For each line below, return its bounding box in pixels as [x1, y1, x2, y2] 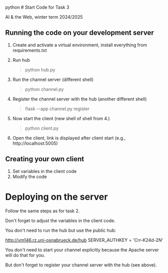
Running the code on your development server [5, 29, 154, 37]
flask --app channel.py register [25, 106, 90, 112]
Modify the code [12, 173, 47, 179]
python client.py [25, 125, 59, 131]
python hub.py [25, 66, 55, 72]
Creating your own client [5, 155, 85, 163]
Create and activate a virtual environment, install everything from [12, 42, 147, 48]
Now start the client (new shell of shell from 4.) [12, 115, 110, 121]
